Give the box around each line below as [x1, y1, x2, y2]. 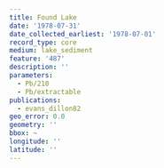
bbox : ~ [9, 129, 38, 138]
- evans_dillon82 [17, 104, 82, 113]
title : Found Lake [9, 12, 77, 22]
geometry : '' [9, 121, 58, 130]
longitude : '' [9, 137, 62, 146]
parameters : [9, 71, 53, 80]
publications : [9, 95, 62, 105]
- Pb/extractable [17, 87, 82, 96]
